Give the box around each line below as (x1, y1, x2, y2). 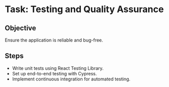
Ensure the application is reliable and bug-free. (5, 37, 103, 43)
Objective (5, 24, 37, 32)
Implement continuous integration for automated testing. (12, 76, 131, 82)
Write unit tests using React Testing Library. (12, 65, 104, 71)
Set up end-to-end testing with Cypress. (12, 70, 97, 76)
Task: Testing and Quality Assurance (5, 4, 164, 15)
